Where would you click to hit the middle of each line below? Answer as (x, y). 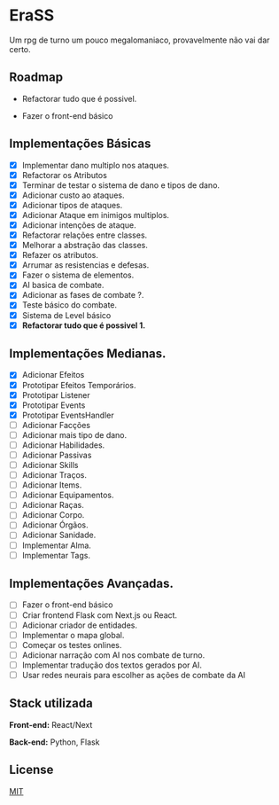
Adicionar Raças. (53, 505)
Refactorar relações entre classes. (85, 235)
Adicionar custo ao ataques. (73, 195)
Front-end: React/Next (51, 724)
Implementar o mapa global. (73, 635)
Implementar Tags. (56, 555)
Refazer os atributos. (60, 255)
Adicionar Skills (50, 465)
